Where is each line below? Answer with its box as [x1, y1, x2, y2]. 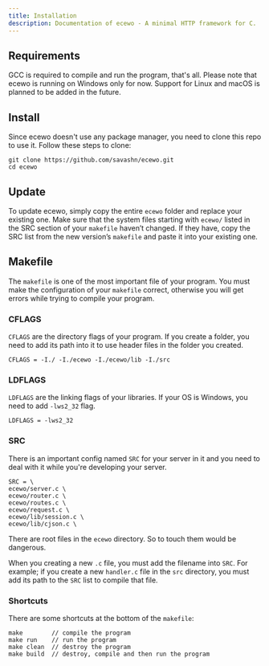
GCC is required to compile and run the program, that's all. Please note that [8, 70, 257, 80]
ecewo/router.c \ [8, 492, 67, 500]
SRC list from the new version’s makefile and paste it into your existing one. [8, 231, 259, 241]
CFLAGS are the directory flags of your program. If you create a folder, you [8, 332, 250, 341]
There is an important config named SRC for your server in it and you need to [8, 453, 261, 463]
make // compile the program [8, 628, 131, 637]
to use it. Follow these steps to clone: [8, 141, 132, 150]
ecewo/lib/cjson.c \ [8, 520, 78, 528]
